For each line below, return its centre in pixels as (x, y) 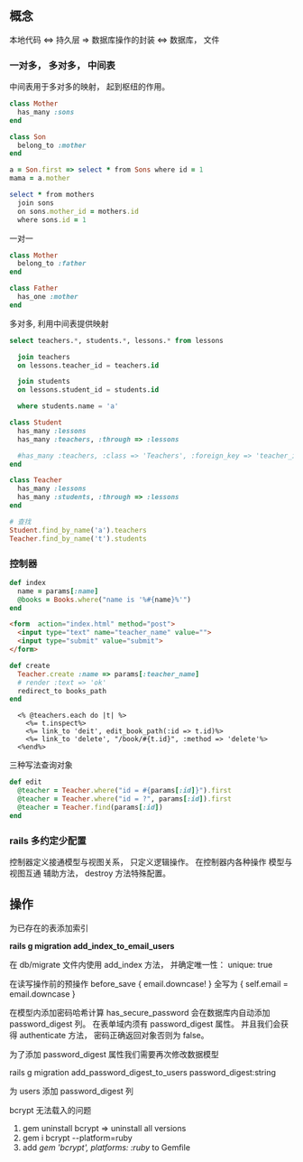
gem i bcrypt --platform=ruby (77, 1138)
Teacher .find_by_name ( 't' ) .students (78, 539)
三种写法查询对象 (41, 765)
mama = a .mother (40, 179)
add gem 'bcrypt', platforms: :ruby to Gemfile (106, 1147)
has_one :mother (48, 297)
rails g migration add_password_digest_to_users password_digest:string (143, 1072)
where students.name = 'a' (68, 406)
